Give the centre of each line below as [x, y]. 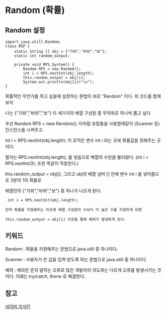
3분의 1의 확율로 [26, 180]
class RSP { [17, 46]
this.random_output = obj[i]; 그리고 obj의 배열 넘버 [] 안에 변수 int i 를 [74, 174]
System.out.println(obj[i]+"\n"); [59, 82]
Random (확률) [35, 10]
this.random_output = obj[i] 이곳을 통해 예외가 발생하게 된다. [66, 219]
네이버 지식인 [18, 306]
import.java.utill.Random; [33, 42]
